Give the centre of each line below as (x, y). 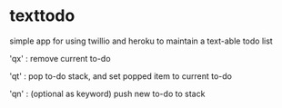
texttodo (42, 16)
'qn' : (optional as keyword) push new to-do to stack (107, 93)
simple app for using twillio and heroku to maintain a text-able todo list (141, 41)
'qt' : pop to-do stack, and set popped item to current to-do (121, 76)
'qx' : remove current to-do (60, 58)
